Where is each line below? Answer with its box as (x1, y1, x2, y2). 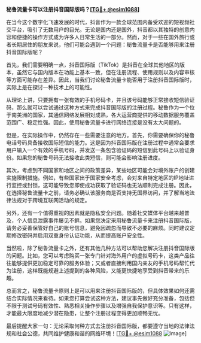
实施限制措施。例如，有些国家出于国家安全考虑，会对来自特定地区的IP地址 (6, 174, 190, 181)
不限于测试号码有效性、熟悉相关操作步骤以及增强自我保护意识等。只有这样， (6, 302, 195, 309)
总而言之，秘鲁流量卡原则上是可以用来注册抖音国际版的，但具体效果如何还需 (6, 287, 195, 294)
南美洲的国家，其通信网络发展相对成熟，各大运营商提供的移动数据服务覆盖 (11, 111, 195, 119)
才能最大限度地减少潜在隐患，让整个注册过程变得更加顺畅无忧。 (6, 309, 163, 317)
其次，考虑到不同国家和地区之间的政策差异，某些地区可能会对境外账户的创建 (6, 167, 195, 174)
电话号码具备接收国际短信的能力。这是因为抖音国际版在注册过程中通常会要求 (6, 139, 195, 146)
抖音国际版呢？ (6, 48, 43, 56)
